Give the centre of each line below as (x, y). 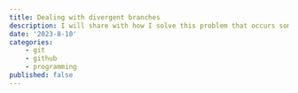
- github (41, 58)
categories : (31, 42)
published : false (41, 75)
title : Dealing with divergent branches (85, 17)
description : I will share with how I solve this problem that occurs (142, 26)
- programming (51, 67)
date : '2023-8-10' (43, 34)
